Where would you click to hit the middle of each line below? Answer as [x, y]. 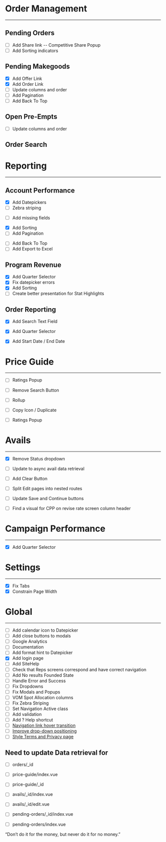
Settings [23, 567]
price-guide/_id [28, 784]
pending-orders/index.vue [39, 824]
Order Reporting [31, 309]
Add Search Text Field [35, 322]
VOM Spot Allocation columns [43, 697]
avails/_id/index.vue [33, 794]
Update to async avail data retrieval [48, 468]
